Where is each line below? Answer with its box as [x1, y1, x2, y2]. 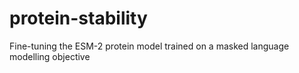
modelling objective [9, 50, 91, 62]
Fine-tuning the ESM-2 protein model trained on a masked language [9, 40, 290, 52]
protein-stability [9, 7, 148, 30]
